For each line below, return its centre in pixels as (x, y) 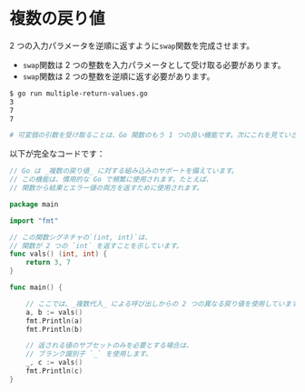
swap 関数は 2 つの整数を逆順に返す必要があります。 (118, 76)
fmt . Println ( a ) (54, 321)
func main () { (36, 287)
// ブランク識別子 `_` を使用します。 (89, 354)
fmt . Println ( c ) (54, 371)
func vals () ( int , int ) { (58, 254)
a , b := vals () (54, 312)
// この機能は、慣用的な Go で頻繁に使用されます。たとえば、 (111, 180)
